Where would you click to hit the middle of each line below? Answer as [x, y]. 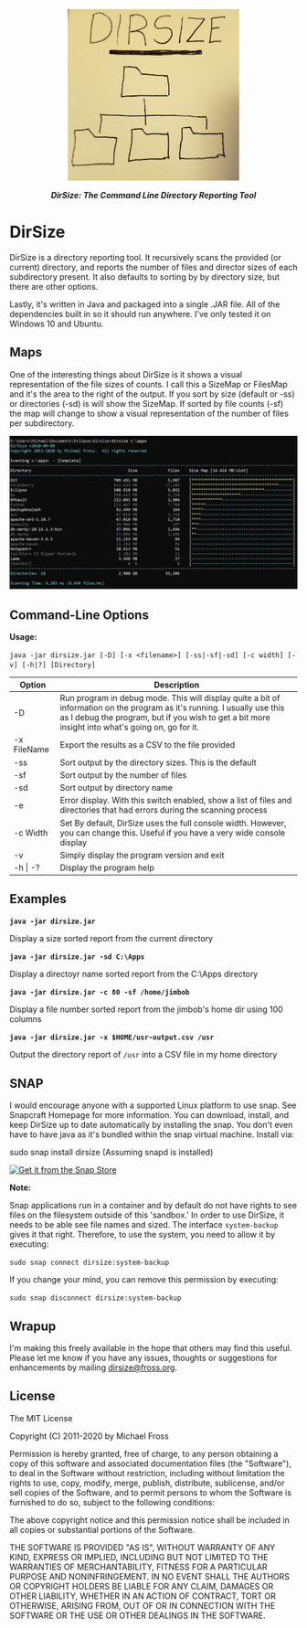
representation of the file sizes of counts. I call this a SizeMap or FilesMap [148, 384]
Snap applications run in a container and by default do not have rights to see [153, 1206]
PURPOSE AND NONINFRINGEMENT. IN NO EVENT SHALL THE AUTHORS [150, 1576]
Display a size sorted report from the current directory [111, 939]
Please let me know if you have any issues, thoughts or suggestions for [143, 1357]
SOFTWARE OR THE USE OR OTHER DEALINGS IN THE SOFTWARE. [138, 1615]
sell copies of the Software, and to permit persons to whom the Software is [151, 1492]
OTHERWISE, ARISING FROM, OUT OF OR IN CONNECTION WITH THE [143, 1605]
